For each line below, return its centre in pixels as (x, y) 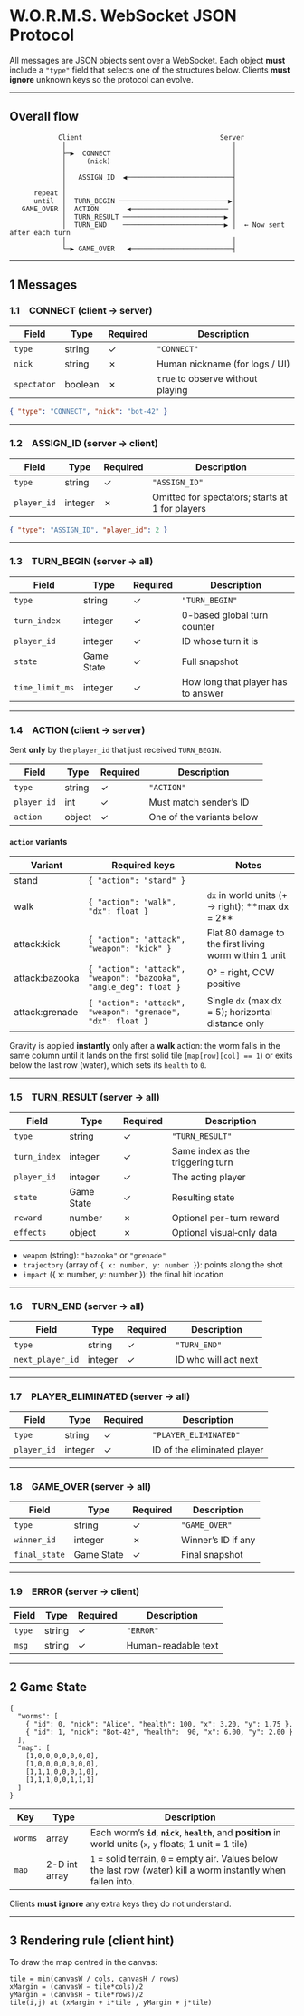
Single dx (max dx (244, 1001)
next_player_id (47, 1359)
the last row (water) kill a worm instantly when (188, 1870)
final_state (40, 1555)
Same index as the (211, 1150)
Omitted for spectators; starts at (220, 497)
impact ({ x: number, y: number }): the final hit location (123, 1274)
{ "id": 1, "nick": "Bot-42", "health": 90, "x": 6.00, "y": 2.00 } (160, 1732)
